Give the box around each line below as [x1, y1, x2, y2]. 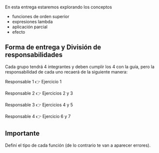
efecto [12, 29, 25, 35]
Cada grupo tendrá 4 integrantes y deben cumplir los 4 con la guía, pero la [5, 63, 155, 70]
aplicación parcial [12, 24, 48, 30]
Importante [5, 129, 40, 138]
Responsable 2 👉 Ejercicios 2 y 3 [5, 90, 73, 96]
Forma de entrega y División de [5, 43, 101, 52]
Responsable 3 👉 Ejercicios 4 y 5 [5, 102, 73, 108]
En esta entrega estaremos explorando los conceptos [5, 4, 112, 10]
